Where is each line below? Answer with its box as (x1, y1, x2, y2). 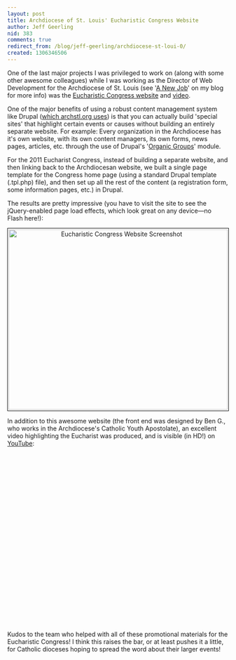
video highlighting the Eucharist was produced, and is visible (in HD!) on (7, 431, 216, 440)
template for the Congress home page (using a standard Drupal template (7, 170, 217, 179)
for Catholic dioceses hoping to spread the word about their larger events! (7, 645, 221, 653)
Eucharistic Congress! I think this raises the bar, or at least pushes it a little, (7, 637, 224, 646)
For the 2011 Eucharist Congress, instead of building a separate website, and (7, 155, 228, 164)
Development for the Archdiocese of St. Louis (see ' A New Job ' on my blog (7, 84, 224, 92)
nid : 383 (7, 29, 33, 37)
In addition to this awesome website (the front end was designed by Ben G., (7, 416, 226, 425)
